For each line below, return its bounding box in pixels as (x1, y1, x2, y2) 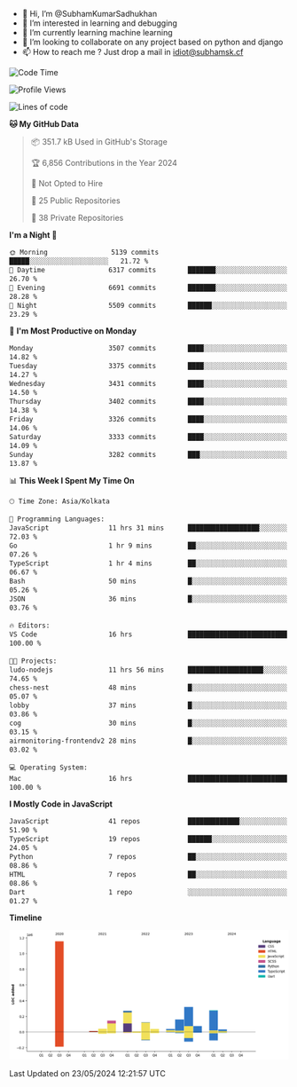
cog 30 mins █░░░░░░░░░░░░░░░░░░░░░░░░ (9, 719, 288, 728)
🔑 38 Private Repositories (30, 213, 124, 223)
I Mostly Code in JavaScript (9, 799, 113, 809)
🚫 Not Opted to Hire (30, 178, 104, 188)
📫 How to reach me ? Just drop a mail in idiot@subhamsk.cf (21, 47, 244, 57)
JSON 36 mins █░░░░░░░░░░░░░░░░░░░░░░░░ (9, 595, 288, 603)
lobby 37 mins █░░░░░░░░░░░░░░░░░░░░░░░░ (9, 701, 288, 710)
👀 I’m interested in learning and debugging (21, 18, 177, 28)
